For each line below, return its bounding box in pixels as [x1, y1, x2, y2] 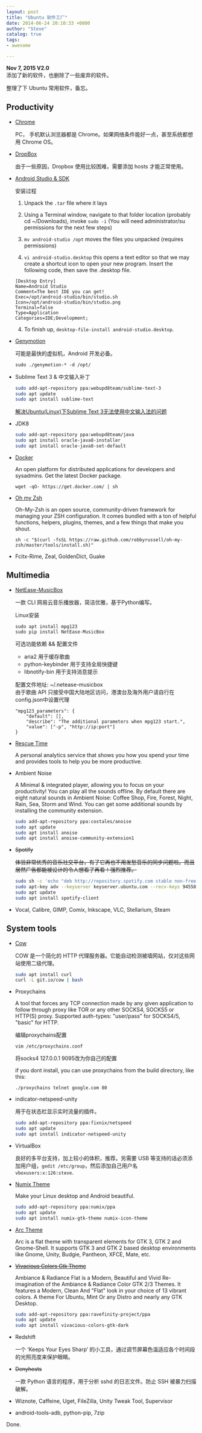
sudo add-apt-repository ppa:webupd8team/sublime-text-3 [14, 385, 162, 391]
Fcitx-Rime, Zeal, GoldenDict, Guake [14, 553, 106, 560]
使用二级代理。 [20, 959, 58, 967]
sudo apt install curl [14, 971, 72, 977]
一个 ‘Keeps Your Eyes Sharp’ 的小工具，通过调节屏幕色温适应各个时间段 [14, 1346, 195, 1353]
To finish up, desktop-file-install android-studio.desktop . [24, 325, 174, 332]
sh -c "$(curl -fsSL [14, 536, 67, 543]
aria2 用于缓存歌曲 [24, 653, 71, 660]
